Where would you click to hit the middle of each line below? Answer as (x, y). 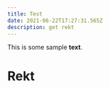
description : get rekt (41, 27)
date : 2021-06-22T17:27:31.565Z (55, 21)
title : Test (25, 14)
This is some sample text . (45, 48)
